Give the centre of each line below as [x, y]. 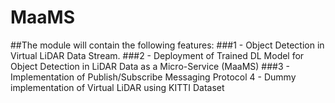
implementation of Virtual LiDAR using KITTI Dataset [117, 87]
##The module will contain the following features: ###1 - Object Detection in [167, 45]
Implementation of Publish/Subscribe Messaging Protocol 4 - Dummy [153, 77]
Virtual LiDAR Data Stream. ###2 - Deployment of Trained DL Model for [157, 55]
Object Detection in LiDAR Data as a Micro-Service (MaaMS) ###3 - [150, 66]
